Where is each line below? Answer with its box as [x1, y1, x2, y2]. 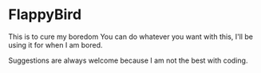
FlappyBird [8, 6, 82, 24]
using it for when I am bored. [8, 40, 103, 49]
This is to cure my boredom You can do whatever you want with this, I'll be [8, 32, 254, 41]
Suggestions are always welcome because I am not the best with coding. [8, 56, 248, 65]
